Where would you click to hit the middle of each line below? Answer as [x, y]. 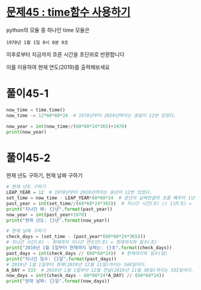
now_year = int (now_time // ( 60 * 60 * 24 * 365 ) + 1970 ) [67, 126]
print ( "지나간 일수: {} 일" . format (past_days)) [61, 259]
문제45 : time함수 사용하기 [68, 12]
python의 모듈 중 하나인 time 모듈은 [48, 30]
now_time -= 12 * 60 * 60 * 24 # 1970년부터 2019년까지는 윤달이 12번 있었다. [91, 115]
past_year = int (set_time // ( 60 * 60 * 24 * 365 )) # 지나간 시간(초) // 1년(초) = [99, 203]
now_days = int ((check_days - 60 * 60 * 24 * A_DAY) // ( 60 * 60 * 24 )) [85, 276]
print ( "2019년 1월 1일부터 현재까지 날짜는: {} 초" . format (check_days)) [89, 248]
